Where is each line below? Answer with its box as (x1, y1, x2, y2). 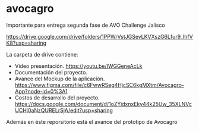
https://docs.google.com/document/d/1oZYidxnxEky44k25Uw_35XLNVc (14, 100, 192, 107)
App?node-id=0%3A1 (14, 88, 68, 95)
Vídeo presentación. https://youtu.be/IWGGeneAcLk (14, 62, 143, 70)
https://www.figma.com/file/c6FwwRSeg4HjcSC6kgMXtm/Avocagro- (14, 81, 185, 88)
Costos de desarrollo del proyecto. (14, 94, 100, 101)
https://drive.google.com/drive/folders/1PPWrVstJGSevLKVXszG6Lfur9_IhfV (6, 33, 193, 40)
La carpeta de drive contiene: (6, 51, 78, 58)
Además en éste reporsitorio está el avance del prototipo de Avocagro (6, 118, 178, 125)
